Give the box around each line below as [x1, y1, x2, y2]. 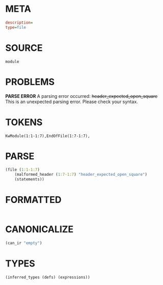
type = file [5, 25, 27, 30]
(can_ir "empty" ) [5, 240, 42, 246]
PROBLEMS [5, 76, 55, 88]
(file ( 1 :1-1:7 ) [5, 167, 40, 172]
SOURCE [5, 42, 43, 54]
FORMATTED [5, 194, 62, 206]
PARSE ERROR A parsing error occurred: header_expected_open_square [5, 93, 158, 99]
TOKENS [5, 116, 43, 128]
